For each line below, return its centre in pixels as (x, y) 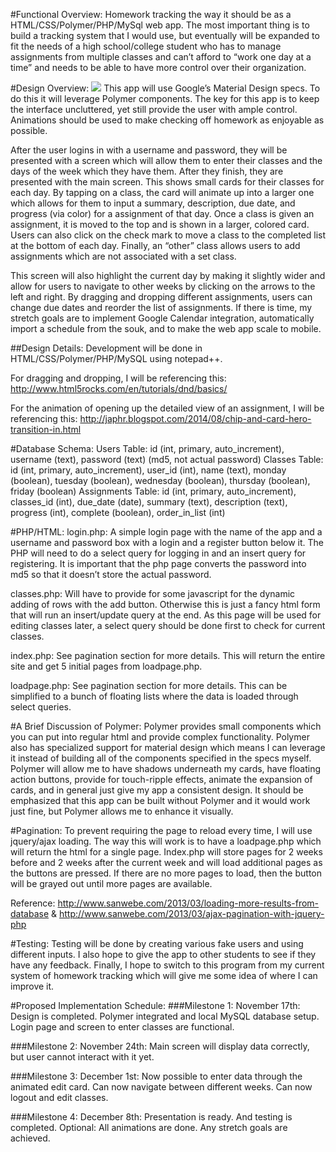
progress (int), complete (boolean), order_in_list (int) (118, 512)
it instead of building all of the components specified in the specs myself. (161, 758)
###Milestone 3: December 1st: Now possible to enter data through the (156, 1076)
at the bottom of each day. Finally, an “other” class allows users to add (155, 245)
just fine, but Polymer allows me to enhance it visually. (122, 811)
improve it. (32, 986)
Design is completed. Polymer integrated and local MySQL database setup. (165, 1016)
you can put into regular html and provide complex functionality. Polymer (160, 737)
